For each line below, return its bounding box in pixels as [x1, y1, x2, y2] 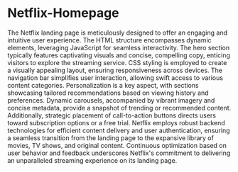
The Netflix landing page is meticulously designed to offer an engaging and [7, 28, 227, 37]
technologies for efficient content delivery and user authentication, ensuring [7, 126, 230, 134]
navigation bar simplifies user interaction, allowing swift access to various [7, 73, 224, 82]
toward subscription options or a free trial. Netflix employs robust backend [7, 118, 225, 127]
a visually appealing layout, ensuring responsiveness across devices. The [7, 66, 222, 74]
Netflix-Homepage [7, 5, 119, 21]
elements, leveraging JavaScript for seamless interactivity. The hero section [7, 43, 229, 52]
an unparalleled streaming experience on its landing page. [7, 156, 178, 164]
